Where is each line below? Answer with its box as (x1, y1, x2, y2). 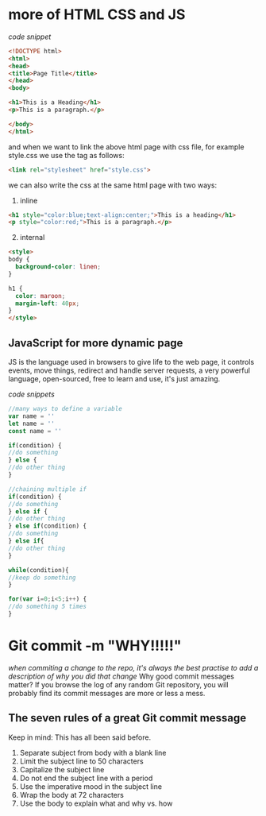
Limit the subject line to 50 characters (19, 756, 145, 766)
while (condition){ (8, 566, 69, 574)
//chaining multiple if (8, 485, 87, 493)
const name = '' (8, 427, 62, 435)
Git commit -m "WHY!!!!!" (8, 637, 182, 655)
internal (19, 233, 45, 242)
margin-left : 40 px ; (15, 300, 80, 307)
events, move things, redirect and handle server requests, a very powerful (8, 365, 250, 375)
